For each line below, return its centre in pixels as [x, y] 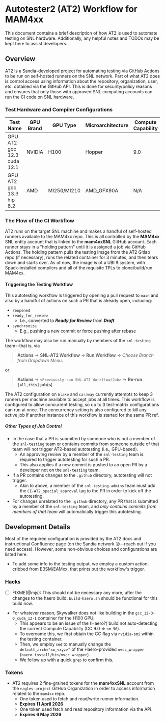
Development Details [38, 527]
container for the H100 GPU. [66, 618]
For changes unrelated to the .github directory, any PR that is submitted [85, 501]
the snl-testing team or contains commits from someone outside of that [86, 444]
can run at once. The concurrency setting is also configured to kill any [76, 410]
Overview [20, 59]
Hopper [94, 152]
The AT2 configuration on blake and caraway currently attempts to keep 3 [79, 394]
